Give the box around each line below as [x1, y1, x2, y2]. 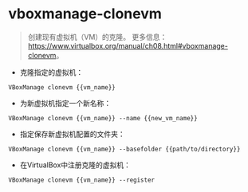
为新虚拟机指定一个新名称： [19, 98, 112, 108]
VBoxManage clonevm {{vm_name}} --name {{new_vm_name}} [8, 114, 198, 122]
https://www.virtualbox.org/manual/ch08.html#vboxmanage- [27, 41, 229, 50]
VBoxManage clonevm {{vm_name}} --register [8, 176, 155, 184]
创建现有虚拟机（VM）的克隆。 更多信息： [27, 32, 167, 41]
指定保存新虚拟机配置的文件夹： [19, 129, 125, 139]
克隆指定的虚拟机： [19, 67, 84, 76]
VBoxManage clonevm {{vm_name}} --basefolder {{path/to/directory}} [8, 145, 241, 153]
